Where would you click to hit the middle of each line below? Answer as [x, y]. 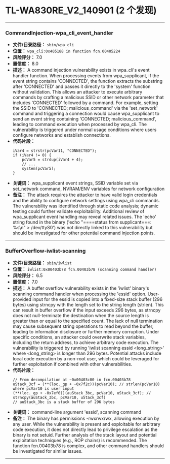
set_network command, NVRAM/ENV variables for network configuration [89, 189]
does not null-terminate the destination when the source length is [81, 315]
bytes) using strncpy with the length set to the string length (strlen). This [88, 304]
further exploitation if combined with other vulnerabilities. [72, 364]
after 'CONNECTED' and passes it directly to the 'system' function [81, 86]
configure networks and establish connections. [62, 135]
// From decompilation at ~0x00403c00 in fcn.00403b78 [72, 380]
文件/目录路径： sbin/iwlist [42, 263]
